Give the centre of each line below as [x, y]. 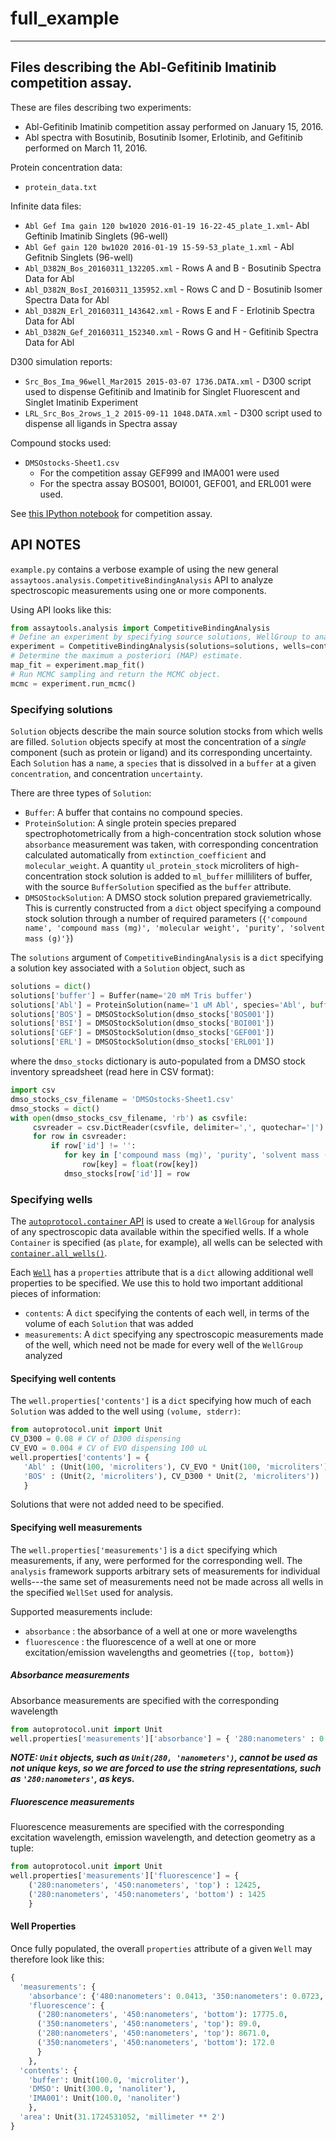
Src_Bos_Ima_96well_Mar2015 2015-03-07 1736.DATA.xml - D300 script [168, 381]
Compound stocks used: [61, 443]
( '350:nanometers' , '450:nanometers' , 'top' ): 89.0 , [149, 2024]
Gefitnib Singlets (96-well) [79, 257]
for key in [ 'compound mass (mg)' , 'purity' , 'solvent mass [191, 1155]
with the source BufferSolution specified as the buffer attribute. [158, 886]
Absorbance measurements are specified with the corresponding [145, 1700]
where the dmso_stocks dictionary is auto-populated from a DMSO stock [158, 1061]
